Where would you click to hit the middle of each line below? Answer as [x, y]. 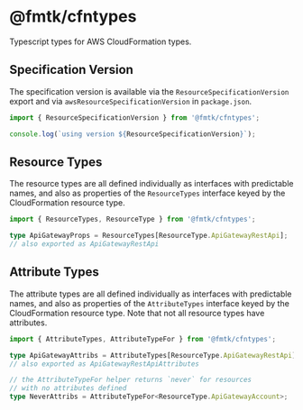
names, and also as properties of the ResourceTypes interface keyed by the [147, 193]
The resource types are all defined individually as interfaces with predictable [151, 184]
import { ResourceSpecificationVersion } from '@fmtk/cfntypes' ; [134, 118]
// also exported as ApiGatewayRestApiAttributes [105, 364]
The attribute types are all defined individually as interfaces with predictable [151, 294]
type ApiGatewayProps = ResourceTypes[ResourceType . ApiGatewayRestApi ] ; [149, 236]
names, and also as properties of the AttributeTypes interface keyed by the [150, 303]
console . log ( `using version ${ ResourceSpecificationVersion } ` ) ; [133, 134]
